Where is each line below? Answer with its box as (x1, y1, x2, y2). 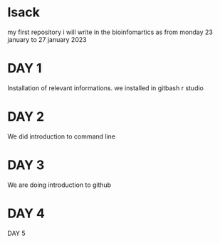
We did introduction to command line (7, 132, 116, 141)
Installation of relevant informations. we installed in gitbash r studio (7, 83, 204, 92)
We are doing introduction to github (7, 180, 112, 189)
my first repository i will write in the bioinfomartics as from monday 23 (7, 28, 214, 36)
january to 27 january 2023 (7, 35, 87, 43)
